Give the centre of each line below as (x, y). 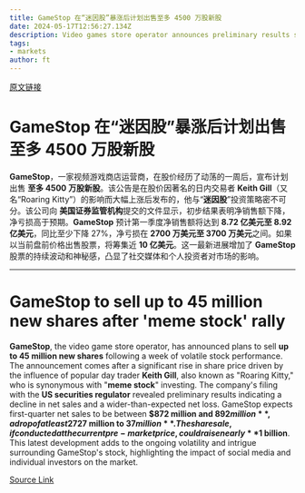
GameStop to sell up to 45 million (136, 302)
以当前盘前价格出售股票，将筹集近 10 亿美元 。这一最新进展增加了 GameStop (152, 244)
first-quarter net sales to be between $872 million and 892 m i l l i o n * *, (140, 413)
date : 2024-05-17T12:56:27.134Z (70, 26)
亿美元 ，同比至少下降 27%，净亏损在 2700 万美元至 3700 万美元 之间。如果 (151, 233)
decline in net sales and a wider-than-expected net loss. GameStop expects (151, 404)
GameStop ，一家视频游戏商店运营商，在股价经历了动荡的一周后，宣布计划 (149, 176)
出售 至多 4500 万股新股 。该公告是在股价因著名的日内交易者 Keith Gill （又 (149, 188)
